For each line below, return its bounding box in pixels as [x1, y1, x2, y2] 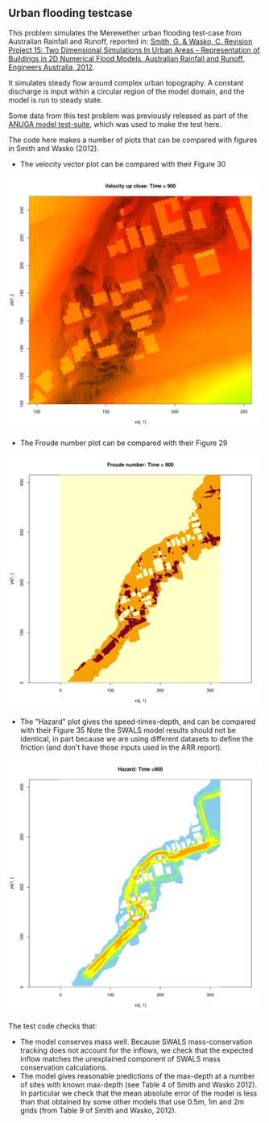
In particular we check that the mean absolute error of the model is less [19, 1088, 258, 1098]
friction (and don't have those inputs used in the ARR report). [19, 742, 223, 752]
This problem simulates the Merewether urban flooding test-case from [8, 27, 242, 37]
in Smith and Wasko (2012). [8, 143, 99, 153]
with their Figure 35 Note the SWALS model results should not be [19, 725, 236, 734]
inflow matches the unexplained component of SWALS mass [19, 1054, 221, 1063]
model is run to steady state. [8, 95, 103, 104]
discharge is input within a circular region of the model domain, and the [8, 86, 245, 96]
